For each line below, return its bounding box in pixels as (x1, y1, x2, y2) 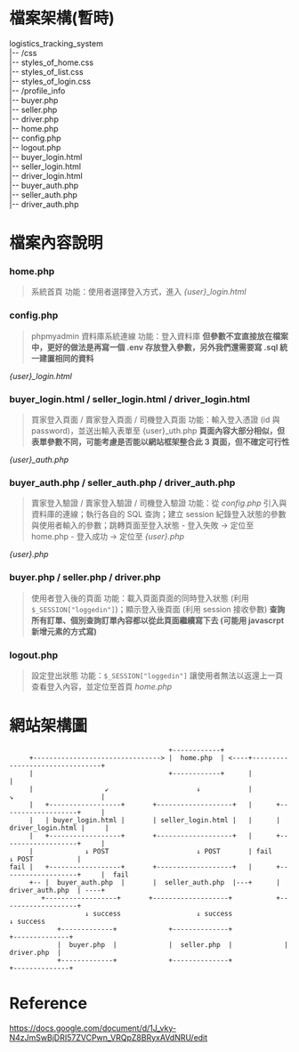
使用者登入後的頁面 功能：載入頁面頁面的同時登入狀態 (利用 (30, 593, 249, 603)
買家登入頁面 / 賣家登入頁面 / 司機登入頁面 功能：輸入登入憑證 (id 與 (30, 415, 280, 425)
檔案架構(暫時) (9, 8, 116, 28)
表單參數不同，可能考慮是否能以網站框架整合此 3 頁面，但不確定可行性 (30, 437, 290, 448)
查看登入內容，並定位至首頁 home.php (30, 681, 173, 692)
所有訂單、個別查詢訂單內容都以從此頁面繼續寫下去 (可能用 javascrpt (30, 615, 285, 626)
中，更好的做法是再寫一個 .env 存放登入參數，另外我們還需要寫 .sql (30, 342, 279, 352)
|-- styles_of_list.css (9, 66, 84, 77)
